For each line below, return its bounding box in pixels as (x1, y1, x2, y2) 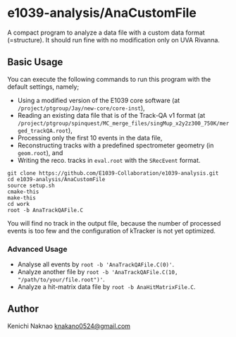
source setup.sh (7, 182, 55, 189)
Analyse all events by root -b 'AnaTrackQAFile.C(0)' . (17, 260, 175, 269)
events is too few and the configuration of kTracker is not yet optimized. (7, 226, 216, 235)
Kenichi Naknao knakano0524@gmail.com (7, 321, 131, 330)
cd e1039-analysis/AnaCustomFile (7, 176, 106, 183)
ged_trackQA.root (17, 127, 69, 135)
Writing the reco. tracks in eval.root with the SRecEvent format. (17, 156, 201, 164)
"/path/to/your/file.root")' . (17, 275, 106, 283)
